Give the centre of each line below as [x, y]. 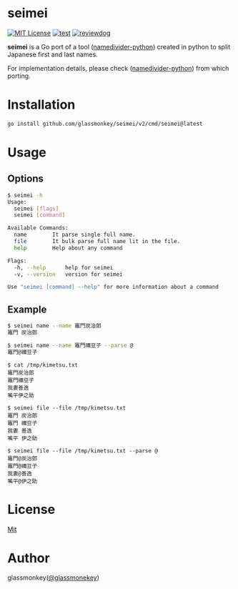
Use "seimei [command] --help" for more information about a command [113, 287]
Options [26, 179]
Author [29, 558]
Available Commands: [38, 228]
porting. [19, 76]
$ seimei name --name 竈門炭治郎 [54, 326]
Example [27, 309]
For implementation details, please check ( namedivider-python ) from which [118, 68]
